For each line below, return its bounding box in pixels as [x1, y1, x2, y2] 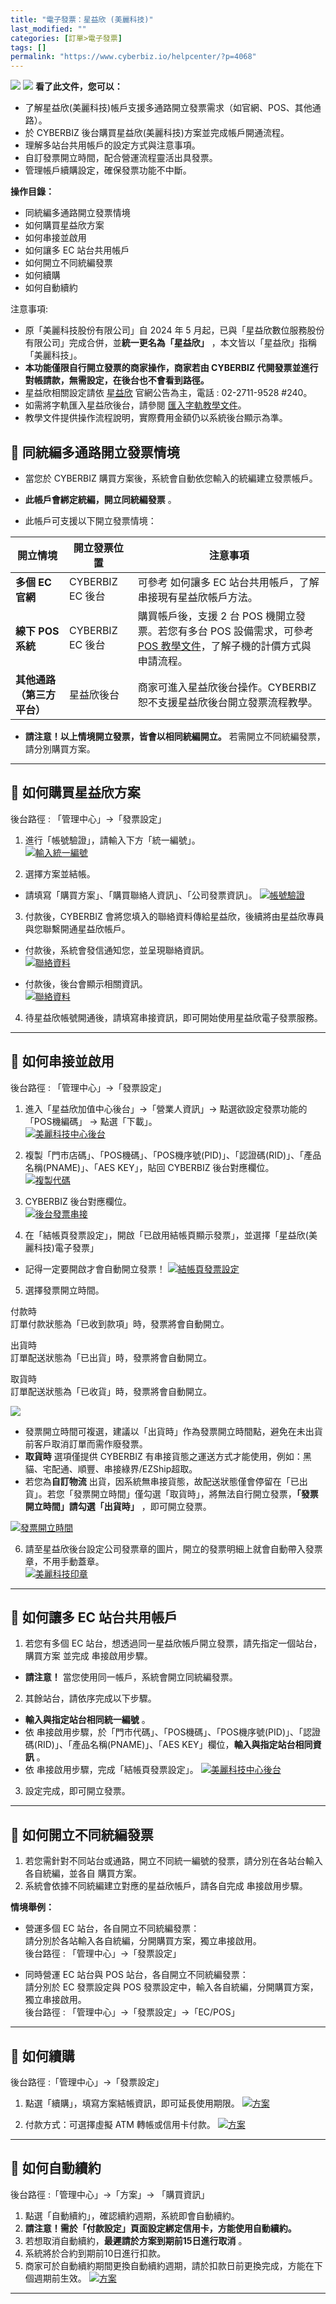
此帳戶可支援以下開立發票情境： [24, 514, 157, 526]
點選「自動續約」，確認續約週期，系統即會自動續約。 [24, 2209, 240, 2221]
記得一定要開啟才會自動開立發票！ [24, 1262, 166, 1275]
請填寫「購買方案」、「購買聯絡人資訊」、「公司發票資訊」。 [24, 889, 258, 901]
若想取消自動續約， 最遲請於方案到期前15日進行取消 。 [24, 2234, 248, 2246]
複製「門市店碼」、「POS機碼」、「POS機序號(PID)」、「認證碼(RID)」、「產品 [24, 1149, 322, 1161]
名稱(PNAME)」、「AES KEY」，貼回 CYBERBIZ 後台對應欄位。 [24, 1161, 275, 1173]
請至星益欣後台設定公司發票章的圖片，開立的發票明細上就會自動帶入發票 [24, 1542, 323, 1555]
